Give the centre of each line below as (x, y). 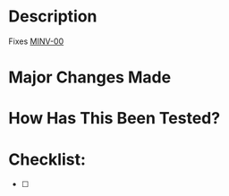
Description (53, 17)
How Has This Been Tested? (114, 119)
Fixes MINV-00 (36, 41)
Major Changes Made (90, 77)
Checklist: (47, 159)
